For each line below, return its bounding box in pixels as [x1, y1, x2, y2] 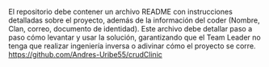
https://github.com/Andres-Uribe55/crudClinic [8, 50, 163, 59]
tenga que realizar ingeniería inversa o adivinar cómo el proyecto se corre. [8, 41, 256, 51]
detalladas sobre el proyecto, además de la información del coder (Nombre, [8, 15, 260, 25]
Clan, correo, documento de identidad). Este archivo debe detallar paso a [8, 24, 253, 33]
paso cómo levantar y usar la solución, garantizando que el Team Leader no [8, 32, 261, 42]
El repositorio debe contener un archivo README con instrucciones [8, 7, 233, 16]
